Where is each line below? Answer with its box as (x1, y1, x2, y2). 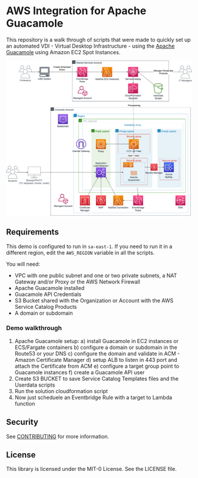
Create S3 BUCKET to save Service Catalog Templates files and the (14, 375, 179, 382)
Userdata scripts (14, 381, 55, 388)
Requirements (6, 227, 59, 237)
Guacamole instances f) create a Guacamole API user (14, 368, 145, 375)
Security (6, 417, 38, 427)
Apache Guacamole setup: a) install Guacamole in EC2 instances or (14, 337, 179, 344)
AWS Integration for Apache (6, 4, 147, 18)
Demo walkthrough (6, 324, 62, 332)
